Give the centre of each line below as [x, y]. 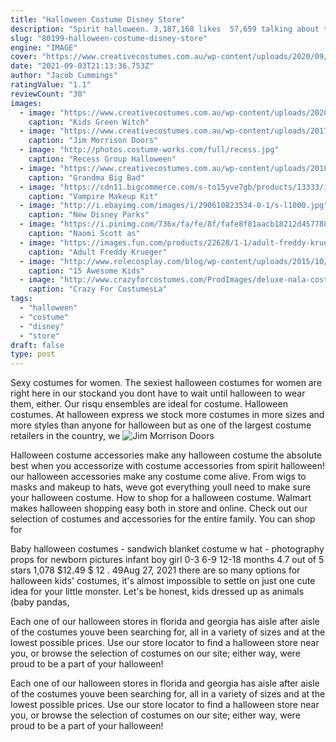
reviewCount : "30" [48, 94]
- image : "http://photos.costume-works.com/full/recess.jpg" [149, 150]
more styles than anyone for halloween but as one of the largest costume [161, 425]
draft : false [37, 345]
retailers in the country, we [65, 436]
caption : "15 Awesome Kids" [86, 271]
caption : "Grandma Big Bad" [86, 177]
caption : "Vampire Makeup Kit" [93, 196]
